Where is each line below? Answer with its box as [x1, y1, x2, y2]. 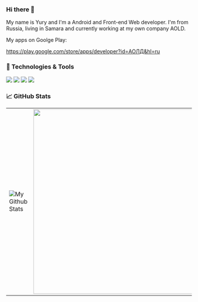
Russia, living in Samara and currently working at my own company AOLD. [6, 25, 186, 32]
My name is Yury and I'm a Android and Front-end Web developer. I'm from [6, 19, 189, 26]
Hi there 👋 [6, 5, 35, 14]
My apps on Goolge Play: [6, 37, 67, 44]
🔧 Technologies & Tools [6, 63, 75, 71]
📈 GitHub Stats [6, 92, 51, 100]
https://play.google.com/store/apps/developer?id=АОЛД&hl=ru [6, 48, 160, 55]
